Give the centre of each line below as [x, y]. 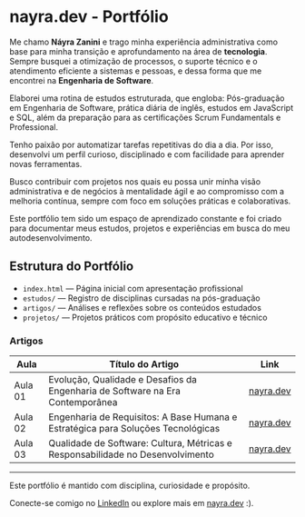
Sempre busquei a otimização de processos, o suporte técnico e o [133, 61]
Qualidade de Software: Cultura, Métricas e [141, 443]
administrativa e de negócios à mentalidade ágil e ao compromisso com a [147, 191]
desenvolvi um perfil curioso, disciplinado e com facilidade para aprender [147, 154]
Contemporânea [83, 403]
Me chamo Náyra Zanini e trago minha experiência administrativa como [144, 42]
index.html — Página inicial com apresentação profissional [133, 288]
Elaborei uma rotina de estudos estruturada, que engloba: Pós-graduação [147, 98]
